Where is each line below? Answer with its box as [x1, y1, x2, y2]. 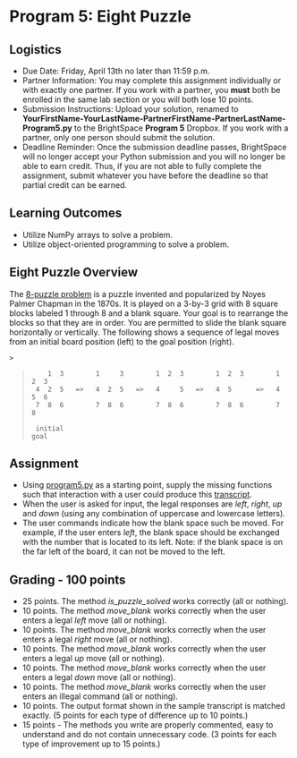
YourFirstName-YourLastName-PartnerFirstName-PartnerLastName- [21, 114, 286, 123]
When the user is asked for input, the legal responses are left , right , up [21, 498, 283, 509]
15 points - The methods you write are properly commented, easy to [21, 720, 274, 730]
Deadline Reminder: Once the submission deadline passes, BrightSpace [21, 141, 287, 152]
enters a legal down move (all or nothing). [21, 672, 176, 683]
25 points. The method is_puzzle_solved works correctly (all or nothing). [21, 596, 289, 607]
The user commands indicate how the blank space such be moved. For [21, 517, 284, 529]
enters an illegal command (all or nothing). [21, 691, 179, 702]
